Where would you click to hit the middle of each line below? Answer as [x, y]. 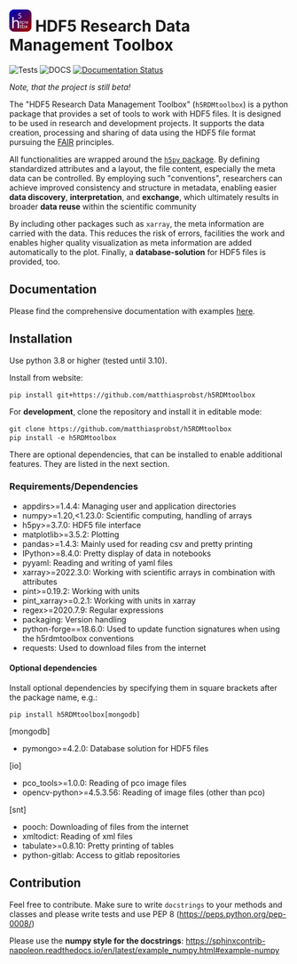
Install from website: [46, 377]
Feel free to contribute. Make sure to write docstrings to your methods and [146, 904]
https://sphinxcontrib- [226, 940]
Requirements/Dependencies [74, 486]
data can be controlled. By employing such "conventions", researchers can [146, 178]
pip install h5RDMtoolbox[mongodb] [75, 715]
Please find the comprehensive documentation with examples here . [132, 310]
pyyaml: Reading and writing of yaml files [97, 562]
